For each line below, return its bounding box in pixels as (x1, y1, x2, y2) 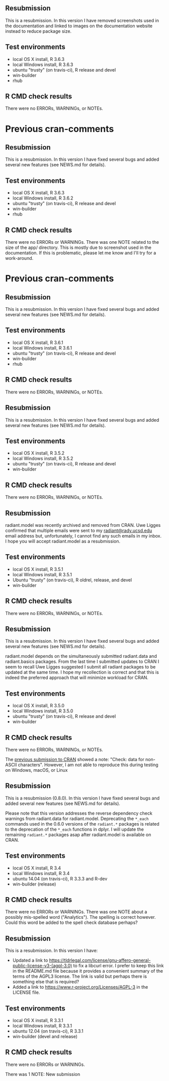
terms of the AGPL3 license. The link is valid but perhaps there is (12, 973, 147, 979)
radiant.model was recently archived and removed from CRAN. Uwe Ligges (5, 522, 161, 528)
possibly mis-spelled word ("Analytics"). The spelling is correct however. (5, 914, 156, 920)
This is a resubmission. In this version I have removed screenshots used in (5, 17, 159, 23)
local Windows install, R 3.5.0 (12, 708, 73, 714)
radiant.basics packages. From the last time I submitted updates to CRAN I (5, 658, 159, 664)
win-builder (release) (12, 881, 56, 887)
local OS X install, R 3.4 (12, 865, 61, 871)
